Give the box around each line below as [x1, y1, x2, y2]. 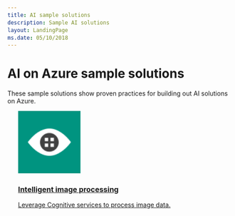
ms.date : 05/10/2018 [7, 34, 69, 41]
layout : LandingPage [7, 26, 69, 34]
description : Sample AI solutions [7, 19, 110, 26]
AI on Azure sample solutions [7, 66, 185, 82]
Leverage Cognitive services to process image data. [17, 200, 171, 210]
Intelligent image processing [17, 185, 119, 195]
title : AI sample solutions [7, 11, 91, 19]
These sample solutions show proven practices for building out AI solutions [7, 89, 228, 98]
